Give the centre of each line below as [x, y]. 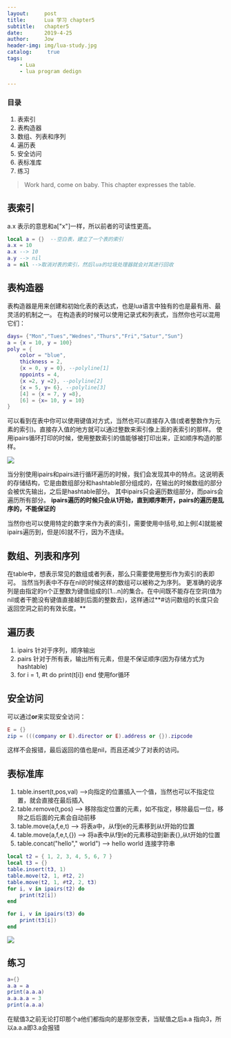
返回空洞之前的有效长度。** [47, 609]
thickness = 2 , [41, 362]
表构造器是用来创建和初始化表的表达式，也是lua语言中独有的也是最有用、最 [114, 306]
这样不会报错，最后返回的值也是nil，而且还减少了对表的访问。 [95, 750]
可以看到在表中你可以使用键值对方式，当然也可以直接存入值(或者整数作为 [111, 421]
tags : [15, 59]
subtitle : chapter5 [38, 26]
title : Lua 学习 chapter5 [51, 20]
